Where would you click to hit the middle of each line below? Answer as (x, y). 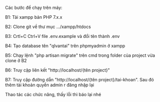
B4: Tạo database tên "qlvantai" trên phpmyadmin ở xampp (65, 46)
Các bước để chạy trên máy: (34, 8)
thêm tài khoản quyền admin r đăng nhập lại (50, 85)
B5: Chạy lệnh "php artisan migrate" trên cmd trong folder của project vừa (80, 55)
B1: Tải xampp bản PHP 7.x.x (34, 17)
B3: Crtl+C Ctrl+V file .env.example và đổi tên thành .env (63, 36)
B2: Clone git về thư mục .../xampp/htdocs (48, 27)
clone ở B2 (16, 61)
